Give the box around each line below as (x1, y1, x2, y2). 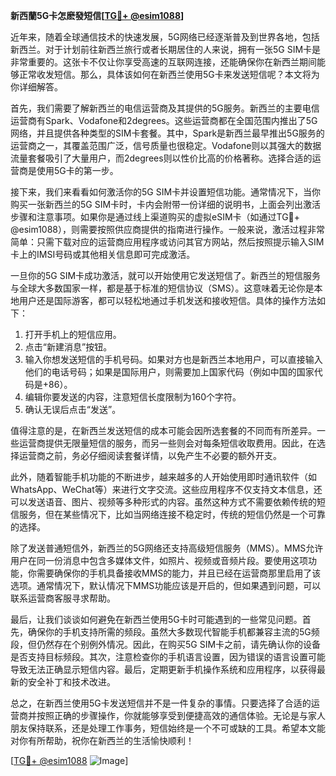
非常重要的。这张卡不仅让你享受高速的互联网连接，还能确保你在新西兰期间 (10, 56, 317, 68)
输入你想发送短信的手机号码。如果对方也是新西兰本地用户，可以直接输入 (24, 354, 323, 365)
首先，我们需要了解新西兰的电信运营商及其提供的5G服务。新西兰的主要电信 (10, 102, 320, 114)
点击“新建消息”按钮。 (24, 341, 113, 353)
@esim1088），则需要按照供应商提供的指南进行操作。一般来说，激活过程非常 (10, 224, 326, 235)
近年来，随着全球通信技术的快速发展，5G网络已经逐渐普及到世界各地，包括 (10, 31, 320, 43)
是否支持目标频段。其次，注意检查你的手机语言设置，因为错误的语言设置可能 (10, 651, 326, 663)
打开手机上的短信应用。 (24, 329, 122, 340)
